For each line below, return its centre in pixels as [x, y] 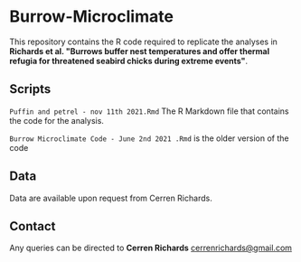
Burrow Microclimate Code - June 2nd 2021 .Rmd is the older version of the [149, 138]
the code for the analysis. [56, 120]
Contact [33, 226]
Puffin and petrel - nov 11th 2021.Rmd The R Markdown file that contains [149, 111]
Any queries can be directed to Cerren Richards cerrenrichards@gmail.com [150, 248]
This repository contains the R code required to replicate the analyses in [144, 42]
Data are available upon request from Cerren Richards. [111, 198]
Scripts [30, 89]
